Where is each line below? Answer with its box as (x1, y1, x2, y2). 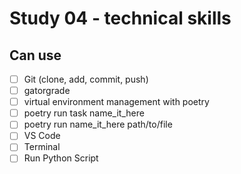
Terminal (23, 141, 61, 153)
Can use (9, 47, 62, 64)
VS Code (23, 130, 61, 142)
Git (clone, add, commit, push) (23, 73, 149, 85)
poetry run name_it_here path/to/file (23, 118, 173, 131)
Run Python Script (23, 152, 99, 164)
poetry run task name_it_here (23, 107, 145, 119)
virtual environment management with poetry (23, 96, 210, 108)
